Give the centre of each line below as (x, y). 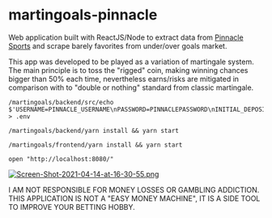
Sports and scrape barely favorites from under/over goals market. (118, 45)
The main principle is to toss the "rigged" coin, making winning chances (128, 70)
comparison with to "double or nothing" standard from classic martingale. (131, 88)
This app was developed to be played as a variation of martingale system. (131, 62)
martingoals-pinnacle (83, 15)
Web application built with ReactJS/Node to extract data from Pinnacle (126, 37)
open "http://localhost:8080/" (61, 159)
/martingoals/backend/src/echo (61, 102)
